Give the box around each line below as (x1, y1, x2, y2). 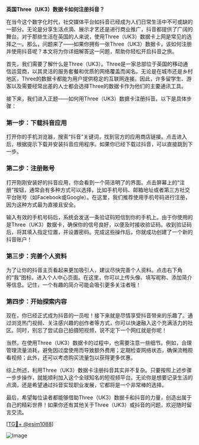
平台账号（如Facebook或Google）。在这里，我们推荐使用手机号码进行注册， (6, 193, 191, 200)
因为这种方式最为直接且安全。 (6, 201, 79, 208)
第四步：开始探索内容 (6, 297, 67, 306)
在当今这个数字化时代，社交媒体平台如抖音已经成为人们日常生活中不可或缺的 (6, 18, 193, 25)
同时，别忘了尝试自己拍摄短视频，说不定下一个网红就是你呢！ (16, 327, 167, 334)
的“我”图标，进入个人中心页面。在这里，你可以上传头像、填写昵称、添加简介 (6, 274, 192, 281)
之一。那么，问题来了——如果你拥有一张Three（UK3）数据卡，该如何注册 (11, 41, 192, 47)
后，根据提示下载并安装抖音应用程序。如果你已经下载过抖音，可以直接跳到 (6, 141, 188, 148)
